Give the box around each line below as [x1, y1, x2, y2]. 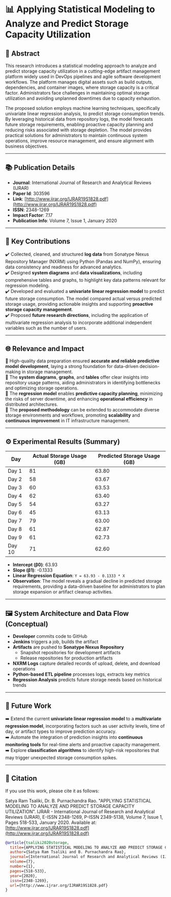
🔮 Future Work [5, 702, 52, 710]
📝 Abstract [5, 49, 40, 58]
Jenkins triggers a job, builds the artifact [12, 639, 99, 645]
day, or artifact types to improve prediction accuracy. [5, 728, 117, 734]
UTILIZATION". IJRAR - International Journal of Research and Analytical [5, 808, 155, 815]
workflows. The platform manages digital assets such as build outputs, [5, 79, 154, 85]
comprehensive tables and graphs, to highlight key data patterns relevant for [5, 277, 166, 283]
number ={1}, [10, 864, 36, 869]
